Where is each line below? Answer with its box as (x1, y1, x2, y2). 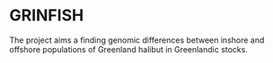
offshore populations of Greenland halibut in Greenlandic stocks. (9, 43, 249, 54)
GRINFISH (9, 5, 84, 26)
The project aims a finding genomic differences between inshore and (9, 35, 265, 45)
